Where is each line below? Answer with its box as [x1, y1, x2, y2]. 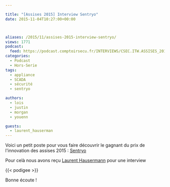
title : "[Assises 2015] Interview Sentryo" [5, 12, 99, 17]
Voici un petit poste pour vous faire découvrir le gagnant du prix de [5, 142, 145, 148]
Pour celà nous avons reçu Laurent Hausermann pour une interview [5, 158, 146, 164]
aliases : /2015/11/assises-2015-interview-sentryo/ [5, 34, 116, 40]
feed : [10, 49, 22, 54]
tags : [5, 67, 17, 72]
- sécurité [10, 82, 33, 87]
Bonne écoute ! [5, 177, 37, 183]
